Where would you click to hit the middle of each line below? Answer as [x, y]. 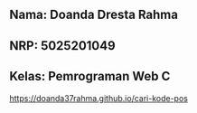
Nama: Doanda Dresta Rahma [94, 15]
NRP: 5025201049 [62, 46]
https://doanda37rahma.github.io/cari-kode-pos [98, 98]
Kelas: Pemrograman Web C [90, 76]
